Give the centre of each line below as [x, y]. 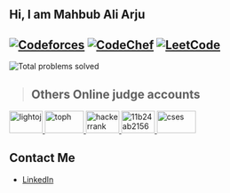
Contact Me [42, 158]
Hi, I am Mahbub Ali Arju [77, 15]
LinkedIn [38, 179]
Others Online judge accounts [115, 94]
